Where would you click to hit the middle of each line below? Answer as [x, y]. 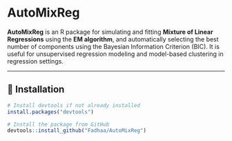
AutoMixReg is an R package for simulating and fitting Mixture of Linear [110, 32]
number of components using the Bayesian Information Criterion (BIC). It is [113, 46]
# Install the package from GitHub [58, 124]
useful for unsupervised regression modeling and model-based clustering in [115, 54]
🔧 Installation [36, 90]
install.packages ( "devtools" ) [51, 112]
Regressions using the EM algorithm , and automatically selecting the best [113, 39]
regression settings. [36, 61]
